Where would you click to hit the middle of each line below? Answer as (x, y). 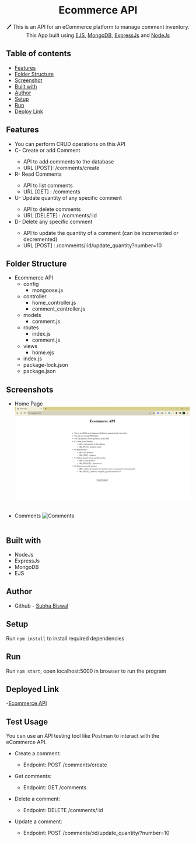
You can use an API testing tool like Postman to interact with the (83, 736)
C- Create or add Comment (47, 150)
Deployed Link (33, 689)
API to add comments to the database (69, 161)
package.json (39, 371)
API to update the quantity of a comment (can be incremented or (101, 233)
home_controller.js (54, 303)
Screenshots (30, 389)
